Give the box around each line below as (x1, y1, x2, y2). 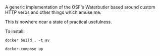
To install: (5, 28, 25, 34)
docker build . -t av (5, 38, 50, 43)
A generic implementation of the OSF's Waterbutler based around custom (5, 4, 156, 10)
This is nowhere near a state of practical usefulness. (5, 19, 112, 25)
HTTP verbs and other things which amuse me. (5, 9, 102, 15)
